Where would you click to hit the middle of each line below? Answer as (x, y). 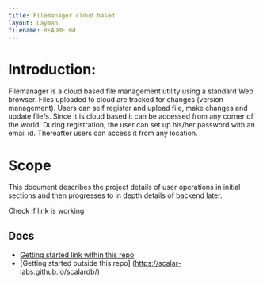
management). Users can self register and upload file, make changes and (128, 108)
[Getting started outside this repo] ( (77, 263)
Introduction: (52, 69)
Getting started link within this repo (77, 255)
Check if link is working (46, 211)
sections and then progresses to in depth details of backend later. (115, 195)
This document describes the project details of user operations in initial (124, 187)
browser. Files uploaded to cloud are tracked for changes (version (116, 100)
